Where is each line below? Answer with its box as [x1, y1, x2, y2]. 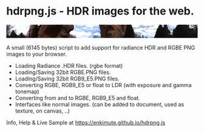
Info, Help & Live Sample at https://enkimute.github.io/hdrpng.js [6, 119, 166, 126]
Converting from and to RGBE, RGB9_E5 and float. [15, 94, 141, 101]
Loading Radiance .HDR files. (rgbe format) [15, 62, 123, 69]
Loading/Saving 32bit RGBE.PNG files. [15, 68, 111, 76]
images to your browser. [6, 50, 67, 58]
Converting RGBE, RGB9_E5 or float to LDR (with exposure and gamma [15, 81, 192, 88]
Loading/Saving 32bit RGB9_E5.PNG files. [15, 74, 120, 82]
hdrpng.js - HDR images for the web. [6, 4, 194, 18]
